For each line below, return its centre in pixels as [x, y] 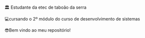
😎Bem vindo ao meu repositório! [38, 30]
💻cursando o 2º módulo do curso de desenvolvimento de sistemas [72, 19]
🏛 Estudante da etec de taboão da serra [45, 7]
